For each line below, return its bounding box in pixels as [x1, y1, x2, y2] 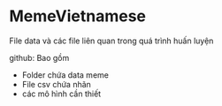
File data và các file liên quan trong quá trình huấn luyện [9, 35, 214, 46]
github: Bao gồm [9, 52, 70, 63]
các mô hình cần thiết [21, 88, 102, 99]
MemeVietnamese [9, 6, 146, 26]
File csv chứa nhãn [21, 79, 91, 89]
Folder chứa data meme [21, 69, 109, 80]
